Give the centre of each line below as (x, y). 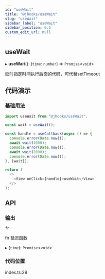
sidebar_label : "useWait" (31, 23)
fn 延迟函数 (16, 238)
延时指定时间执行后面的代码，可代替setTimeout (52, 74)
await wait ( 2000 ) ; (28, 152)
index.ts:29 (16, 272)
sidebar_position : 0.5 (28, 28)
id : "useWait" (19, 10)
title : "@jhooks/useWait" (31, 14)
